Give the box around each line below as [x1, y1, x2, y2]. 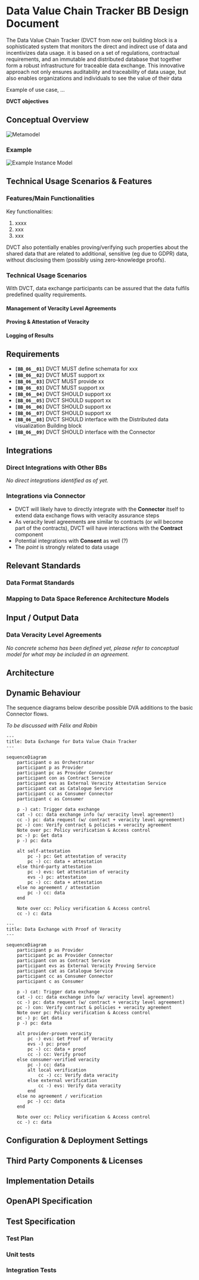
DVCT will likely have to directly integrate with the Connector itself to [14, 505, 185, 512]
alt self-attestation [17, 848, 70, 854]
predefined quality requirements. [6, 291, 87, 299]
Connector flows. [6, 710, 49, 717]
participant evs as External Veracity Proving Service [17, 962, 156, 969]
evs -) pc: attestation [27, 874, 86, 880]
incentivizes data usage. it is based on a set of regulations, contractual [6, 49, 180, 56]
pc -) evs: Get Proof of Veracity [27, 1036, 113, 1042]
